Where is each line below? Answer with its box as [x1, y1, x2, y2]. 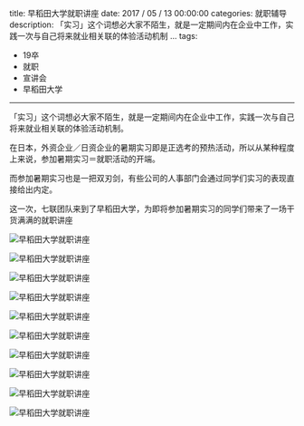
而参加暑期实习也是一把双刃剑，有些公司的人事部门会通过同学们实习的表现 [9, 173, 287, 183]
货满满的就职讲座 [9, 215, 73, 225]
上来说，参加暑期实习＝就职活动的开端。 [9, 153, 160, 164]
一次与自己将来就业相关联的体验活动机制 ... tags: [16, 31, 198, 41]
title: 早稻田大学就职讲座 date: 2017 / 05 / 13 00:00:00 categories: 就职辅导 [9, 8, 288, 18]
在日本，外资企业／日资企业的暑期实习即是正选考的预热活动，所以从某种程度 [9, 142, 295, 152]
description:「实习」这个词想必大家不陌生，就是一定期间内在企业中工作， [9, 19, 287, 30]
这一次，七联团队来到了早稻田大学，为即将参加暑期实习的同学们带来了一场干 [9, 203, 295, 214]
